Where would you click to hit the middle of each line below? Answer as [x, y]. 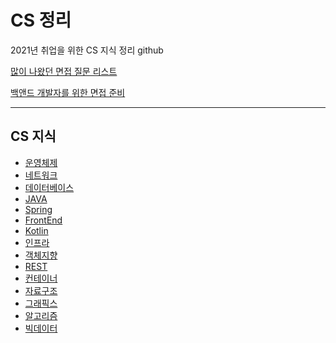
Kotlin [36, 230]
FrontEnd [43, 220]
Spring [38, 209]
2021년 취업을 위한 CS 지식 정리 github [87, 50]
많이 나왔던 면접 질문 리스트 [64, 71]
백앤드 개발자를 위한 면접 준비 [68, 92]
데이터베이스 [49, 187]
